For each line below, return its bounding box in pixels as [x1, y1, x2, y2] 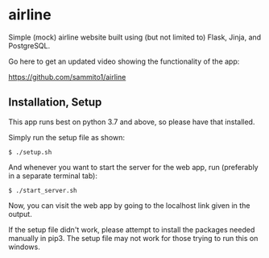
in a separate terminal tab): [8, 171, 98, 181]
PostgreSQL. [8, 40, 51, 50]
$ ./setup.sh [8, 148, 52, 156]
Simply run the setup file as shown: [8, 132, 125, 142]
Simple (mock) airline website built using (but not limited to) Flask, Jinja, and [8, 32, 262, 42]
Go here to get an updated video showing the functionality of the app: [8, 56, 240, 66]
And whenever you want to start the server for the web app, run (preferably [8, 162, 259, 172]
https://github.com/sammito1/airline [8, 72, 126, 81]
